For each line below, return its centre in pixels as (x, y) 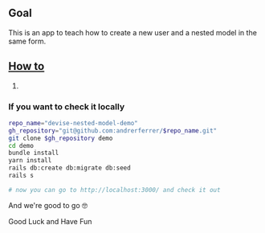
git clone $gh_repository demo (61, 138)
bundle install (34, 153)
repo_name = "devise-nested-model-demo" (73, 123)
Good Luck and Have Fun (50, 221)
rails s (21, 176)
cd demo (21, 145)
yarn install (30, 161)
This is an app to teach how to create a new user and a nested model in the (132, 32)
